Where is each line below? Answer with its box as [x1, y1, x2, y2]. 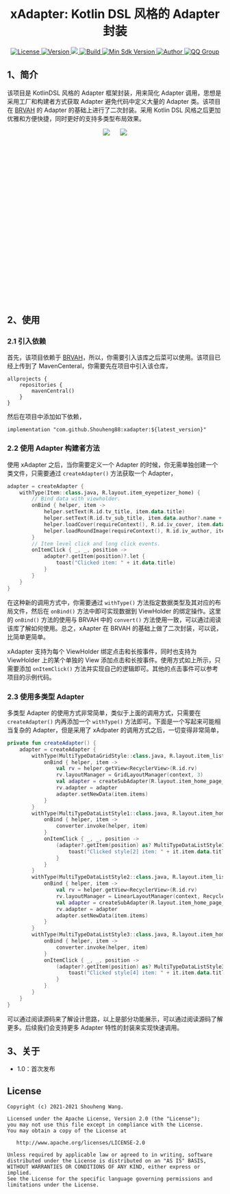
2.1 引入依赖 [7, 337, 47, 346]
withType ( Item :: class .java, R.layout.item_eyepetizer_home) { [19, 489, 201, 496]
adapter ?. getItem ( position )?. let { [43, 553, 146, 560]
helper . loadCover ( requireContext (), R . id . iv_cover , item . [43, 521, 213, 528]
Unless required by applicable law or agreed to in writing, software [7, 1151, 213, 1158]
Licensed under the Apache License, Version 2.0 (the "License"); [7, 1116, 201, 1123]
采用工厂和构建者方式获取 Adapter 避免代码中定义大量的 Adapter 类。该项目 [7, 97, 221, 105]
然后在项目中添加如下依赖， [7, 413, 86, 421]
